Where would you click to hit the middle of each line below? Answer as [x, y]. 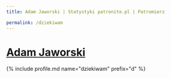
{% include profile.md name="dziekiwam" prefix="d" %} [76, 69]
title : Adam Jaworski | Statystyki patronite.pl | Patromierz [85, 12]
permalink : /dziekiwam [34, 22]
